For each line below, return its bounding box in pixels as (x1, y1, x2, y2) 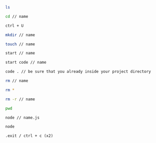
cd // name (5, 14, 28, 19)
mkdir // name (5, 32, 36, 38)
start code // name (5, 60, 47, 65)
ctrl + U (5, 23, 24, 28)
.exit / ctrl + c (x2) (5, 133, 53, 138)
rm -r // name (5, 97, 36, 102)
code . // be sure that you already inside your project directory (5, 69, 151, 74)
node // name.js (5, 115, 40, 120)
